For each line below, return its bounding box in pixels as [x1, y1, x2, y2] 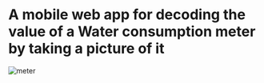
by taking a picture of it [8, 40, 165, 57]
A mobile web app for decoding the [8, 6, 246, 24]
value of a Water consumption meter [8, 22, 256, 41]
